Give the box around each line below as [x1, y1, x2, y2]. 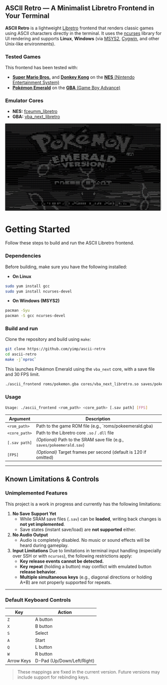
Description [85, 415, 110, 422]
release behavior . [19, 569, 57, 575]
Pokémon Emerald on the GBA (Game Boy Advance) [12, 85, 121, 91]
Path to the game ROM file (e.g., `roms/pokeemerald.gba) [36, 423, 153, 429]
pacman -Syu [5, 308, 30, 313]
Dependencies [5, 252, 41, 259]
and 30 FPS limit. [5, 372, 40, 378]
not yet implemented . [19, 521, 65, 527]
